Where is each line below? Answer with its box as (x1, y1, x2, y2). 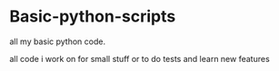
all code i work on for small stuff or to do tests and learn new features (9, 53, 270, 64)
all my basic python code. (9, 36, 106, 47)
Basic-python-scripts (9, 6, 176, 27)
